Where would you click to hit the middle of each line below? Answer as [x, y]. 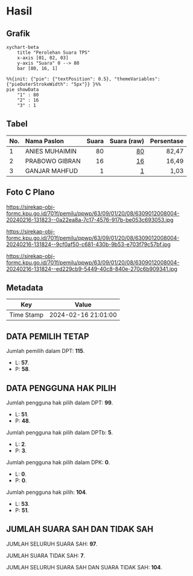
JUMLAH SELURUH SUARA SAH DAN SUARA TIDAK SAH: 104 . [84, 567]
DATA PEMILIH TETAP [48, 336]
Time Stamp [27, 315]
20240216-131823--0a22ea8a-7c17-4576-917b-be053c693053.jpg [90, 219]
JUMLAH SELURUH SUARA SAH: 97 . [52, 544]
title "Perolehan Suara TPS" [54, 53]
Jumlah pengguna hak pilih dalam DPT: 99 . [60, 403]
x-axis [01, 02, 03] [43, 58]
